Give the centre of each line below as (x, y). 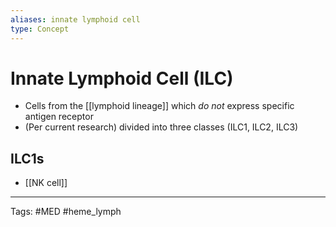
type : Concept (40, 29)
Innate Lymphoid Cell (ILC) (122, 78)
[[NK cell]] (46, 183)
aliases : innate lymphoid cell (75, 19)
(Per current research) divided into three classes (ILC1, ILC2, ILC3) (161, 127)
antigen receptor (59, 117)
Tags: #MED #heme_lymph (66, 212)
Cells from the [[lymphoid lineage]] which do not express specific (159, 106)
